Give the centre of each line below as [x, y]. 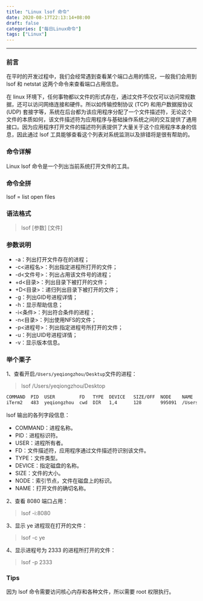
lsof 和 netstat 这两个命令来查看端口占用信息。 [64, 84]
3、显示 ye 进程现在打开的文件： [47, 525]
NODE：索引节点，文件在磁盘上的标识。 [65, 480]
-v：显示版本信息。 [39, 342]
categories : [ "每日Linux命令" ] [44, 29]
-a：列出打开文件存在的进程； [52, 259]
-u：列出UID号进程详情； [46, 335]
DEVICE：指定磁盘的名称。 [49, 465]
